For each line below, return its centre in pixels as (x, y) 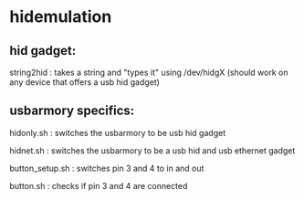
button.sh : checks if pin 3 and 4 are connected (99, 185)
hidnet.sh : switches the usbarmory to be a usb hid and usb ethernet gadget (152, 150)
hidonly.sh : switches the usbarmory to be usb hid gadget (118, 132)
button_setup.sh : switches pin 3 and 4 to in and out (107, 168)
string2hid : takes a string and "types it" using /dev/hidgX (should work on (149, 72)
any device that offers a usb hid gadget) (84, 82)
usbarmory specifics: (72, 111)
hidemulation (61, 17)
